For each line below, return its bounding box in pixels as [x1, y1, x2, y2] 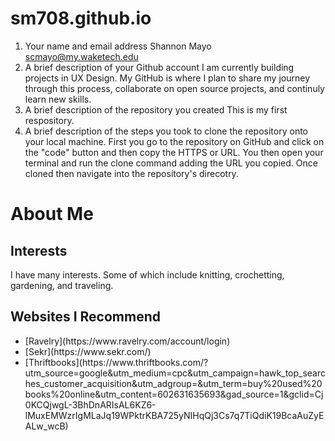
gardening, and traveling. [10, 279, 114, 291]
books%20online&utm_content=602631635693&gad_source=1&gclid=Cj [24, 388, 324, 400]
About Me [10, 203, 94, 226]
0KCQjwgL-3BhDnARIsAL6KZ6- [24, 398, 157, 411]
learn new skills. [24, 93, 92, 105]
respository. [24, 114, 75, 126]
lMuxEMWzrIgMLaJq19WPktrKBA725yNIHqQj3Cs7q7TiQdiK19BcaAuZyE [24, 409, 325, 421]
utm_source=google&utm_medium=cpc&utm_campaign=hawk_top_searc [24, 367, 327, 379]
